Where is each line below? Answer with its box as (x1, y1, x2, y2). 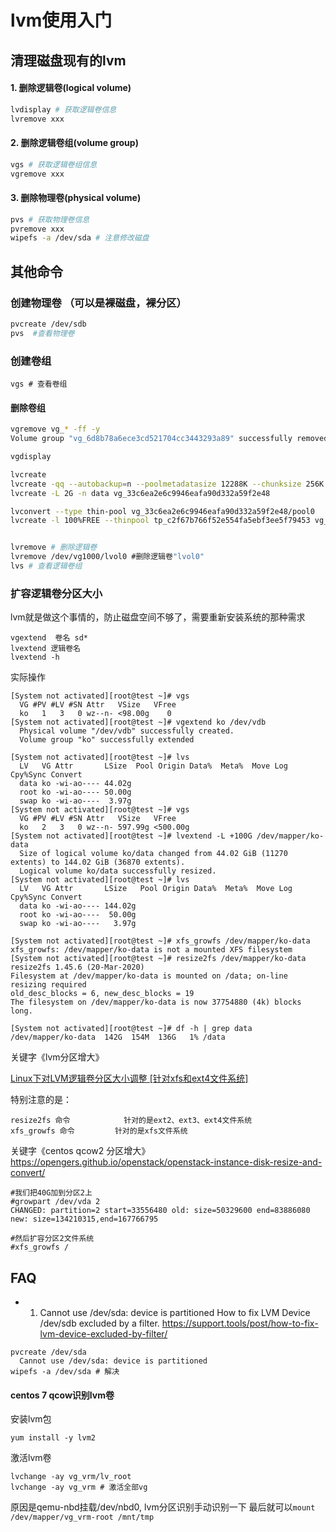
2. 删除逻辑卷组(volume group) (10, 137, 139, 149)
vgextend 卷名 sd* (10, 633, 89, 643)
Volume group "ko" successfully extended (19, 735, 195, 745)
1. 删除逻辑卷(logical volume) (10, 82, 132, 94)
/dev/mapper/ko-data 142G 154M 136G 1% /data (10, 1032, 226, 1043)
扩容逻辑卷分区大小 (10, 586, 103, 600)
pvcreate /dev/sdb (10, 319, 87, 329)
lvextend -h (10, 652, 60, 663)
